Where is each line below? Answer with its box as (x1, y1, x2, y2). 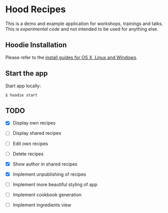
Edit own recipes (12, 140, 49, 147)
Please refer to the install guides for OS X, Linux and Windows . (5, 54, 138, 60)
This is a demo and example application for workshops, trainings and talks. (5, 20, 163, 27)
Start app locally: (5, 83, 41, 89)
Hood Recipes (5, 4, 66, 15)
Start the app (5, 69, 48, 78)
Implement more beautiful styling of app (12, 181, 97, 187)
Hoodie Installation (5, 41, 67, 50)
